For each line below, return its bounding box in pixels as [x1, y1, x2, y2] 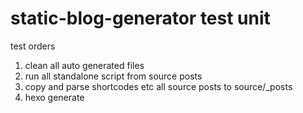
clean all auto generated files [24, 59, 145, 71]
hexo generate [24, 91, 85, 103]
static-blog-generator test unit [10, 7, 271, 30]
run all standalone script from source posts [24, 70, 203, 82]
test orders [10, 40, 56, 52]
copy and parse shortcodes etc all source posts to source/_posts [24, 80, 293, 92]
